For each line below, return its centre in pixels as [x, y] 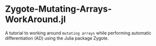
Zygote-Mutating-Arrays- [58, 9]
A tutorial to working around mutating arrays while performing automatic [78, 33]
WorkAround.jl [35, 19]
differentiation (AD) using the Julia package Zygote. [57, 38]
